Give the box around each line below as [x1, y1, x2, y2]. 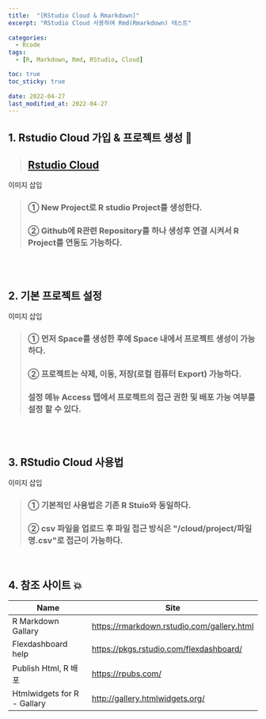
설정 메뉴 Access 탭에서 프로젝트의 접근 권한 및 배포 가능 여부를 [27, 392, 256, 403]
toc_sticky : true [8, 77, 66, 86]
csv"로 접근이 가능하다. [38, 535, 123, 546]
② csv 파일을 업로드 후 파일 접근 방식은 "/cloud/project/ [27, 523, 237, 534]
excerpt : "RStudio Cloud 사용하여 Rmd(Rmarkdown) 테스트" [8, 19, 192, 27]
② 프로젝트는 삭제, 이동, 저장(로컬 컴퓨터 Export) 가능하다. [27, 369, 242, 380]
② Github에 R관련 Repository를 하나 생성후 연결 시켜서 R [27, 225, 240, 236]
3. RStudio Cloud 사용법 [8, 456, 124, 469]
